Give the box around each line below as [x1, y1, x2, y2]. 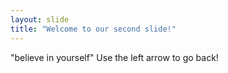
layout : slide [10, 14, 70, 25]
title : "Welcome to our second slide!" [10, 24, 177, 34]
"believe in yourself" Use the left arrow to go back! [10, 51, 219, 63]
